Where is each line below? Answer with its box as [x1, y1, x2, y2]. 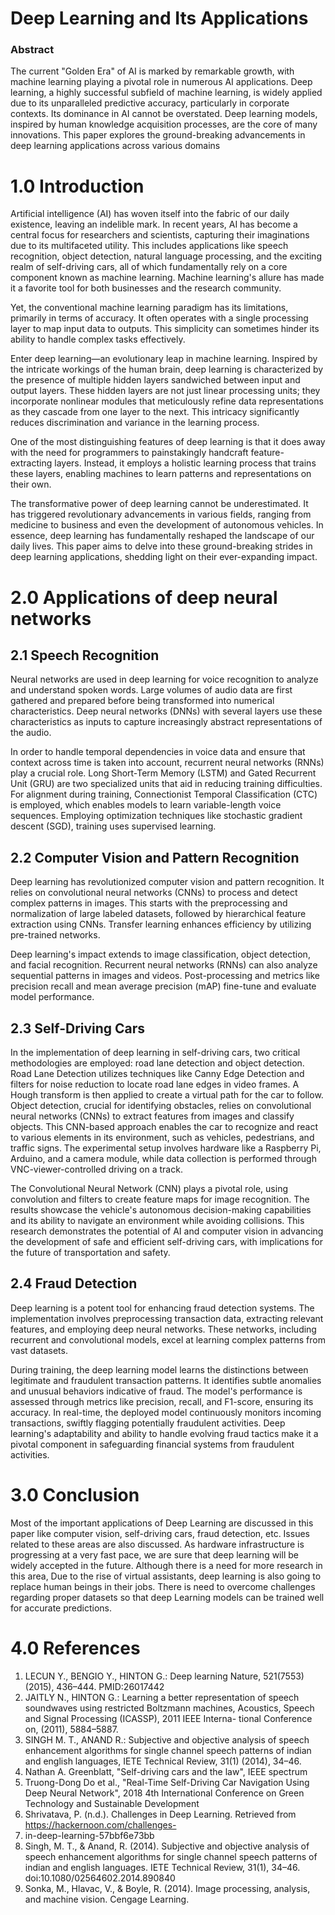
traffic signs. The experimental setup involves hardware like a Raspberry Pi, [10, 1142, 322, 1154]
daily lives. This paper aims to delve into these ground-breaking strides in [10, 540, 313, 552]
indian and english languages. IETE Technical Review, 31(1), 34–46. [24, 1861, 301, 1873]
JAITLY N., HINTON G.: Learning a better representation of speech [24, 1691, 300, 1703]
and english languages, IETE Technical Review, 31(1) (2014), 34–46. [24, 1755, 302, 1767]
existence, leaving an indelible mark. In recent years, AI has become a [10, 218, 298, 231]
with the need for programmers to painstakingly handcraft [10, 447, 249, 459]
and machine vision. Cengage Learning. [24, 1893, 190, 1905]
